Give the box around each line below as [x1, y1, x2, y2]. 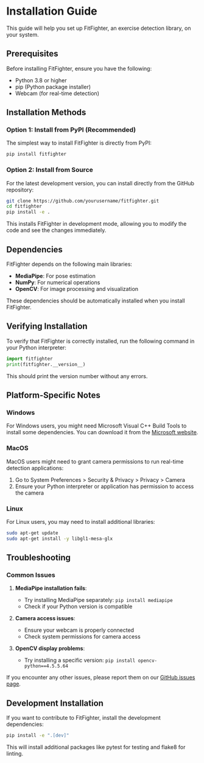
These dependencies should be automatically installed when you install [6, 297, 185, 304]
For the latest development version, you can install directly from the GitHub [6, 179, 195, 187]
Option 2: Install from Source [6, 166, 93, 174]
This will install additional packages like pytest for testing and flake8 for [6, 743, 186, 751]
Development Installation [6, 698, 104, 708]
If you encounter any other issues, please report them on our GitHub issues [6, 674, 195, 681]
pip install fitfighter [6, 151, 67, 157]
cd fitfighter [6, 203, 43, 210]
